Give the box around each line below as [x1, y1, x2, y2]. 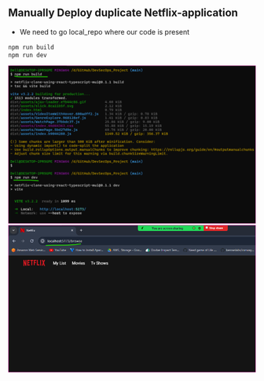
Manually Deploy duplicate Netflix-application [8, 6, 238, 20]
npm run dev [8, 51, 47, 59]
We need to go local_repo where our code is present [19, 27, 190, 36]
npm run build [8, 43, 55, 51]
